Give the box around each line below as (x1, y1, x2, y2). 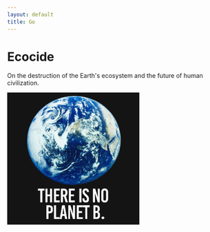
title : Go (7, 18, 36, 25)
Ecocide (7, 49, 55, 65)
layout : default (7, 11, 54, 18)
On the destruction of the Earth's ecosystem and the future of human (7, 72, 203, 80)
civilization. (7, 79, 39, 87)
